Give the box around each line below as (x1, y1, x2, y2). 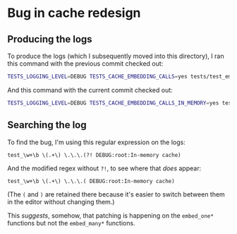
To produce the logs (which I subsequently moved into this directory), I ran (7, 52, 224, 60)
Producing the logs (7, 33, 93, 45)
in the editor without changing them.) (7, 197, 115, 206)
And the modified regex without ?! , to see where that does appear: (7, 164, 202, 172)
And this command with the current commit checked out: (7, 86, 173, 94)
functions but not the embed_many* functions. (7, 218, 135, 227)
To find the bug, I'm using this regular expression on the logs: (7, 138, 186, 146)
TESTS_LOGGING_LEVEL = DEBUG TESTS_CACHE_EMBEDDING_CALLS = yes (7, 73, 188, 80)
